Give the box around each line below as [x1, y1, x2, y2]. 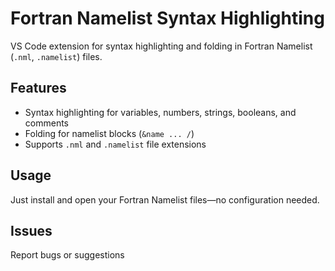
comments [24, 117, 69, 129]
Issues [10, 222, 53, 239]
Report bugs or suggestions [10, 249, 125, 261]
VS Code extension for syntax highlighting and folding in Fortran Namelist [10, 40, 313, 52]
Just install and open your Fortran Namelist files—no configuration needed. [10, 193, 320, 206]
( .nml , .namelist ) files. [10, 50, 103, 62]
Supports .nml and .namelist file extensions [24, 138, 207, 150]
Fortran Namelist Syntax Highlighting [10, 7, 325, 30]
